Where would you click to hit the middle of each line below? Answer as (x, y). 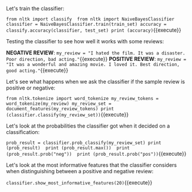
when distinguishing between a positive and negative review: (80, 171)
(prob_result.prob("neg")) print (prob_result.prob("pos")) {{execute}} (96, 154)
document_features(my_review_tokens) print (60, 109)
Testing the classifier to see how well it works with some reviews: (85, 41)
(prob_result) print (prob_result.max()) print (68, 148)
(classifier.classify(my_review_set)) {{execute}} (68, 114)
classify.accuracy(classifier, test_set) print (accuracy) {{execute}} (94, 30)
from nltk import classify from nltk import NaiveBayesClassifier (90, 19)
